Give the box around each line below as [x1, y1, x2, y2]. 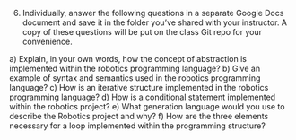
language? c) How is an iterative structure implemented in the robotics [9, 83, 269, 92]
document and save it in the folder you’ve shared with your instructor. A [22, 17, 288, 28]
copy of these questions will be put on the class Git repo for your [22, 27, 263, 37]
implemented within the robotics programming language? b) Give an [9, 63, 261, 74]
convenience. [22, 36, 74, 47]
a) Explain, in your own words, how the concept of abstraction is [9, 54, 247, 64]
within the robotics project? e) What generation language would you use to [9, 101, 285, 111]
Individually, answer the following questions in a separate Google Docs [22, 8, 284, 18]
